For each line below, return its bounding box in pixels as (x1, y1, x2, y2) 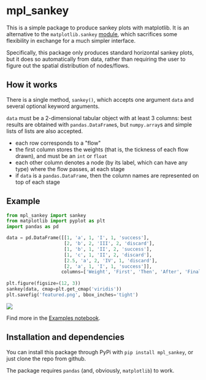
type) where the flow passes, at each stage (15, 165, 125, 172)
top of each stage (15, 178, 60, 186)
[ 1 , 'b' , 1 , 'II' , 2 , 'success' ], (64, 246, 152, 252)
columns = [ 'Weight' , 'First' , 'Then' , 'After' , (61, 269, 183, 275)
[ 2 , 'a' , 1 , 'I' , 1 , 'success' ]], (64, 263, 152, 270)
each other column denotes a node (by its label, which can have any (15, 159, 188, 166)
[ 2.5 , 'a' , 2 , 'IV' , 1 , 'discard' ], (64, 257, 158, 264)
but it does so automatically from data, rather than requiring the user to (6, 55, 186, 63)
